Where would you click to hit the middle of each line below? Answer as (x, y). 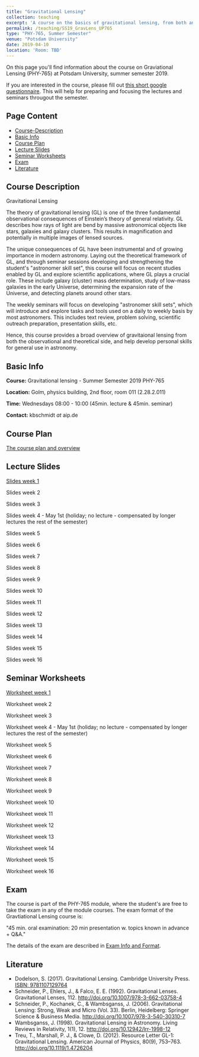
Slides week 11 (24, 602)
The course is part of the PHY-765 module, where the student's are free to (97, 904)
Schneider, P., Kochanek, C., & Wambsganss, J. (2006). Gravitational (98, 1004)
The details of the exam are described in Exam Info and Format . (84, 946)
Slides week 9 (23, 579)
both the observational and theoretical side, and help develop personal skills (99, 341)
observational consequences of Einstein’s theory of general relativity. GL (95, 219)
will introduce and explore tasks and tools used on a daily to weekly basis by (99, 311)
